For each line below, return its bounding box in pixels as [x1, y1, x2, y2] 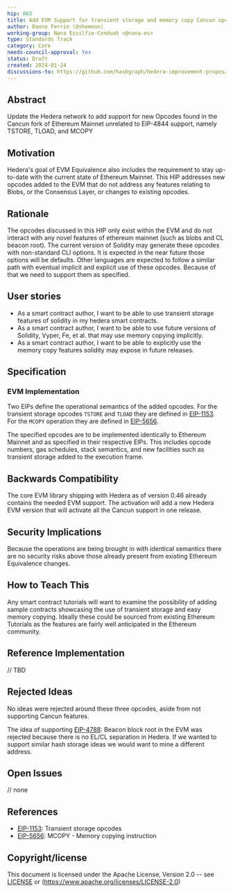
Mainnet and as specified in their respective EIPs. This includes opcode [7, 438, 212, 446]
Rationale [7, 207, 49, 219]
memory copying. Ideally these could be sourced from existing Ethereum [7, 612, 215, 621]
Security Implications [7, 526, 102, 538]
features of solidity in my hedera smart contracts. [17, 316, 159, 325]
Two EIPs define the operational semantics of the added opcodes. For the [7, 402, 218, 411]
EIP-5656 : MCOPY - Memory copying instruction [17, 832, 157, 840]
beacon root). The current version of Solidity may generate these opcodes [7, 241, 220, 249]
